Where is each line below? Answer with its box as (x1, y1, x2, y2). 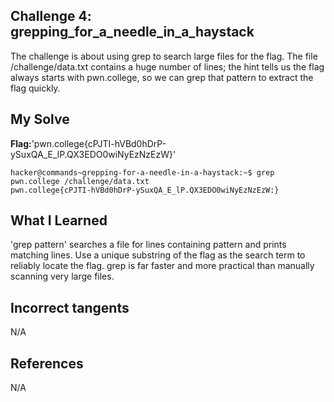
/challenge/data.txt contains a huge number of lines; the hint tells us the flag (10, 60, 325, 73)
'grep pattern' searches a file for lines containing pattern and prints (10, 239, 287, 251)
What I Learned (10, 212, 108, 229)
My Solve (10, 111, 70, 128)
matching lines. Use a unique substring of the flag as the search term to (10, 249, 306, 261)
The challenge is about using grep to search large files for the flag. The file (10, 50, 318, 62)
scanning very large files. (10, 270, 115, 283)
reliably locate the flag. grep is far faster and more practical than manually (10, 260, 315, 272)
